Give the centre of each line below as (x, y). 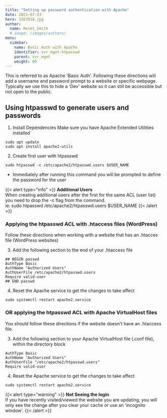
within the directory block (39, 344)
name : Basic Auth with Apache (46, 47)
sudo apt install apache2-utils (39, 147)
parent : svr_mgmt (32, 57)
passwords (23, 116)
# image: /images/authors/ (38, 33)
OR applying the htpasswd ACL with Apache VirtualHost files (81, 313)
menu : (11, 38)
